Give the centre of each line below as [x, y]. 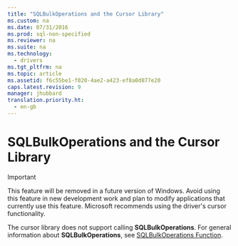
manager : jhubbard [35, 93]
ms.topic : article [35, 73]
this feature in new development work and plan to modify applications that [117, 198]
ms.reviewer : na [31, 41]
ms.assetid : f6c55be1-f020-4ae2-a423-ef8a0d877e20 [84, 80]
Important [22, 177]
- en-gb [25, 107]
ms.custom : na [29, 21]
